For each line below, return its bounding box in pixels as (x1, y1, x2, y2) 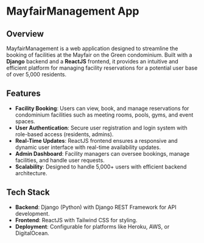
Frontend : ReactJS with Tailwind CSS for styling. (15, 216, 138, 223)
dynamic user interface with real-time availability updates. (15, 143, 161, 151)
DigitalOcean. (15, 229, 50, 236)
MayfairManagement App (6, 4, 139, 18)
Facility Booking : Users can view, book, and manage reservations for (15, 104, 189, 112)
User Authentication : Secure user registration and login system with (15, 124, 188, 131)
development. (15, 209, 50, 217)
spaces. (15, 117, 35, 125)
